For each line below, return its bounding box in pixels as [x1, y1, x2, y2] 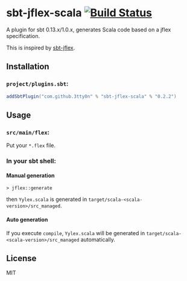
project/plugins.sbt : [6, 80, 69, 88]
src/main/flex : [6, 128, 50, 136]
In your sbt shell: [6, 157, 56, 165]
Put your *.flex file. [6, 142, 56, 149]
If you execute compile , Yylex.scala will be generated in [6, 229, 145, 236]
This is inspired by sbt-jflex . [6, 44, 75, 51]
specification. [6, 32, 40, 39]
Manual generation [6, 172, 55, 179]
